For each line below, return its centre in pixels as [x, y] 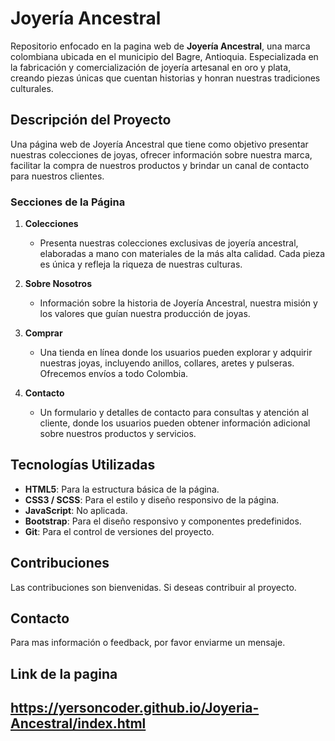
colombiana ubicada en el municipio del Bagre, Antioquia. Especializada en [164, 56]
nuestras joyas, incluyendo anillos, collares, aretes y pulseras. [167, 363]
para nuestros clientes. [57, 176]
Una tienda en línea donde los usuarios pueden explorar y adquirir [176, 353]
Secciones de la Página [68, 202]
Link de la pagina [64, 673]
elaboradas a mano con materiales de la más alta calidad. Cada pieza [182, 254]
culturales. [32, 88]
